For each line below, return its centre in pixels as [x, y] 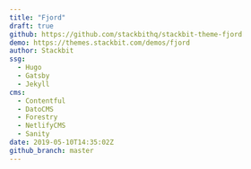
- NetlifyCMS [42, 126]
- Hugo [30, 68]
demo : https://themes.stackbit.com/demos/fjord [100, 42]
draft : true [31, 26]
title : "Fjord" [38, 17]
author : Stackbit [42, 51]
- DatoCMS [35, 109]
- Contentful [42, 101]
